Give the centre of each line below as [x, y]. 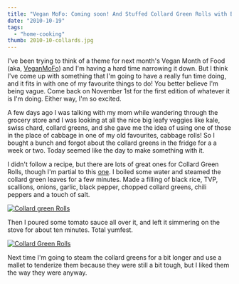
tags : [15, 27]
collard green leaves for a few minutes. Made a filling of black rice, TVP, [113, 180]
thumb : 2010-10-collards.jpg [51, 41]
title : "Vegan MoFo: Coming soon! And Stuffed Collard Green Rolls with [117, 14]
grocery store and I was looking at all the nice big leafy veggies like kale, [114, 120]
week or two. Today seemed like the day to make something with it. [106, 151]
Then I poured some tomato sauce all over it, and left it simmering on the [114, 223]
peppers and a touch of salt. [49, 195]
